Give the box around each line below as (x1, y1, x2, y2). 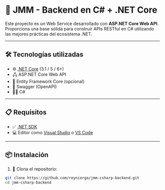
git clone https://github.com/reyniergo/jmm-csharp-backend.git (5, 176, 139, 181)
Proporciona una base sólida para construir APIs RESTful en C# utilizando (5, 25, 155, 31)
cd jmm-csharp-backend (5, 180, 52, 185)
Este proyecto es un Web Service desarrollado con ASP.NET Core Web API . (5, 21, 159, 26)
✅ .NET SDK (12, 123, 38, 129)
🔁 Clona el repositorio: (12, 166, 57, 172)
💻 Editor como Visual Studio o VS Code (12, 129, 93, 135)
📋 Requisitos (5, 108, 47, 117)
